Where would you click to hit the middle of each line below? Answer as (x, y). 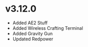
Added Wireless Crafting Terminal (48, 28)
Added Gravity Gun (33, 33)
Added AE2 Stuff (30, 23)
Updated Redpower (33, 39)
